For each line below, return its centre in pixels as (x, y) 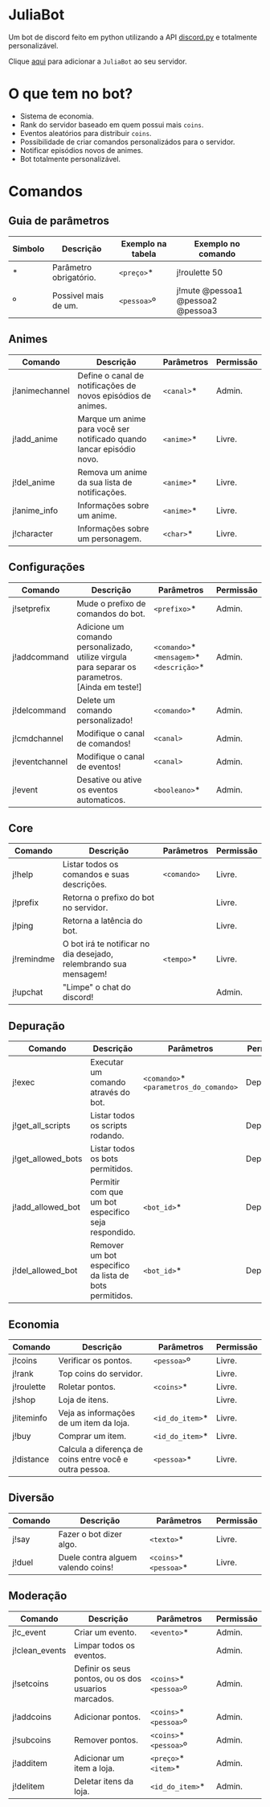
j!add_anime (35, 439)
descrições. (85, 885)
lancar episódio (107, 449)
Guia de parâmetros (59, 221)
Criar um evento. (105, 1632)
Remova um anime (112, 472)
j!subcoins (32, 1739)
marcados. (94, 1698)
